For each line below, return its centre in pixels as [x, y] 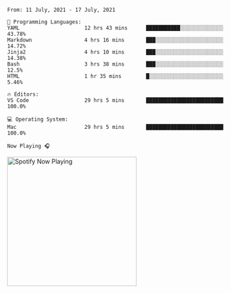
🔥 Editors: [23, 94]
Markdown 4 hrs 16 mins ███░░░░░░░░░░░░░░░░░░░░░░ [115, 40]
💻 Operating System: [38, 119]
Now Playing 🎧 [29, 146]
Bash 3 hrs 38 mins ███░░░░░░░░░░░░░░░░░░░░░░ [115, 64]
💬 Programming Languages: [44, 22]
